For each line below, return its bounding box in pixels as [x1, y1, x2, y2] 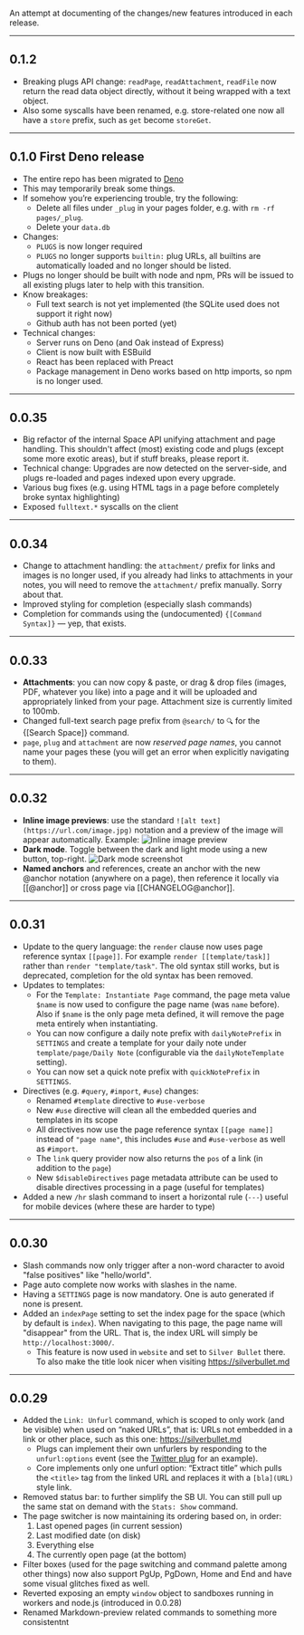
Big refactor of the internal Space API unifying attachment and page [22, 434, 276, 445]
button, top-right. [22, 853, 88, 864]
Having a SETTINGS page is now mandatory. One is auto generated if [22, 1288, 274, 1299]
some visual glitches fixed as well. [22, 1578, 150, 1589]
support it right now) [35, 308, 113, 319]
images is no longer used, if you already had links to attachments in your [22, 570, 294, 581]
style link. [35, 1482, 72, 1493]
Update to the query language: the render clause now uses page [22, 941, 263, 952]
